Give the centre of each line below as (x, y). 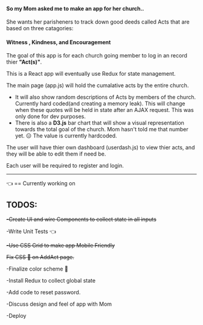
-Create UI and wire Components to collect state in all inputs (82, 219)
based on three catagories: (40, 28)
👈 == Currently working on (41, 183)
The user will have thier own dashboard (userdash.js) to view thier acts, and (101, 148)
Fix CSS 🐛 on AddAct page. (40, 257)
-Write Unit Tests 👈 (31, 231)
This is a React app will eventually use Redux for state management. (91, 74)
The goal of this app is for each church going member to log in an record (97, 56)
